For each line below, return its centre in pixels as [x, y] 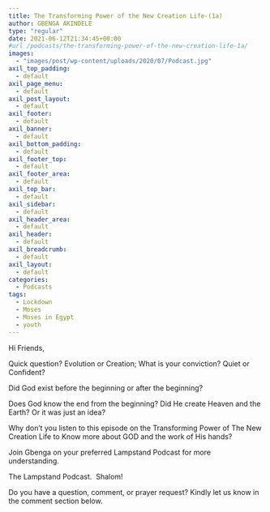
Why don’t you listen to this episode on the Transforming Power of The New [135, 428]
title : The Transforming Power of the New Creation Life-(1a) [116, 16]
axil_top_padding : [39, 69]
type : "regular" [36, 31]
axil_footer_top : [38, 159]
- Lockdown [34, 302]
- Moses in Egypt [45, 317]
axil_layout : [30, 264]
